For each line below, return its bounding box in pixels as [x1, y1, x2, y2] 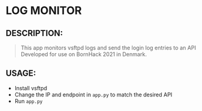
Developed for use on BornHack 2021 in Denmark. [20, 51, 147, 58]
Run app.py [14, 97, 43, 104]
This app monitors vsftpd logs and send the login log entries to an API [20, 44, 197, 51]
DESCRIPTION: [5, 28, 63, 38]
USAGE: [5, 68, 37, 79]
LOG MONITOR [5, 4, 82, 18]
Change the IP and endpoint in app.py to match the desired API [14, 91, 173, 98]
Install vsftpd [14, 84, 48, 91]
